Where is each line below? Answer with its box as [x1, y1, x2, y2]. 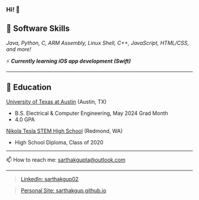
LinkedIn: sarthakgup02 [20, 175, 79, 182]
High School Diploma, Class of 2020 [14, 138, 104, 146]
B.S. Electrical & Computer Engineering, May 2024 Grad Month [14, 109, 169, 117]
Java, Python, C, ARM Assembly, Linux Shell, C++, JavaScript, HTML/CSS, [6, 39, 190, 46]
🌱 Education [6, 82, 52, 92]
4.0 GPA [14, 115, 35, 123]
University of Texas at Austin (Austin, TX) [6, 98, 107, 105]
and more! [6, 46, 31, 53]
